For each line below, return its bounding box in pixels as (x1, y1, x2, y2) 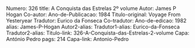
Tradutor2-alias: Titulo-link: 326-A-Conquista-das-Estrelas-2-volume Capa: (6, 29, 190, 36)
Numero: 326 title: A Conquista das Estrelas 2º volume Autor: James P (6, 5, 176, 12)
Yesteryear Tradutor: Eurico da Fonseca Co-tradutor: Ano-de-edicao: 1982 (6, 17, 187, 24)
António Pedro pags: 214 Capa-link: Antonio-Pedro (6, 36, 129, 42)
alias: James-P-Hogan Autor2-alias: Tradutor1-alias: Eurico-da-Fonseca (6, 23, 180, 30)
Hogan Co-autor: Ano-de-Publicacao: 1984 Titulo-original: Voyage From (6, 11, 181, 18)
